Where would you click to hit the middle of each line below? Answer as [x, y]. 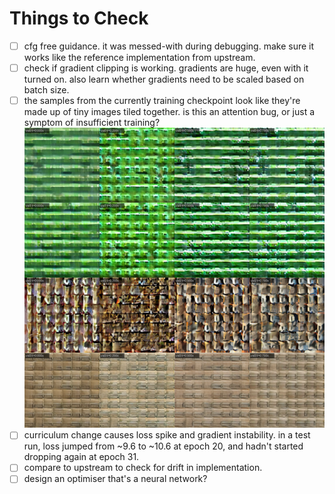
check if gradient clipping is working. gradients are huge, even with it [166, 68]
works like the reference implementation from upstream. [139, 57]
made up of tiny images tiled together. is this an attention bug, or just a [169, 112]
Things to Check [79, 18]
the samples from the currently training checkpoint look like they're [162, 101]
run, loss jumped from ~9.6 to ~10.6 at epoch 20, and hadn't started [163, 446]
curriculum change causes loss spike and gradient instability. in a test [167, 435]
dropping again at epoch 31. [81, 457]
